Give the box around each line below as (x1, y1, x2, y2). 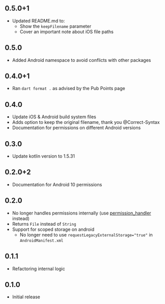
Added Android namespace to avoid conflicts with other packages (12, 57, 151, 63)
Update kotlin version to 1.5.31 (12, 153, 75, 159)
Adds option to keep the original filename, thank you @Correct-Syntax (12, 119, 160, 125)
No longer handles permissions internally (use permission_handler (12, 210, 151, 216)
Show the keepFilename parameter (19, 23, 92, 29)
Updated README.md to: (12, 17, 65, 24)
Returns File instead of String (12, 221, 76, 227)
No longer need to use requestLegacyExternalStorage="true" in (19, 231, 153, 237)
